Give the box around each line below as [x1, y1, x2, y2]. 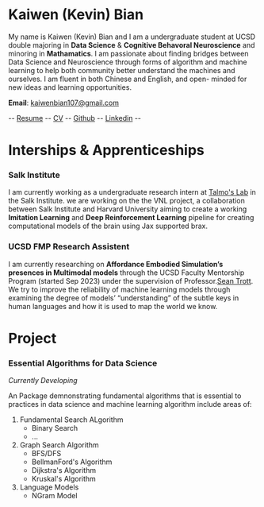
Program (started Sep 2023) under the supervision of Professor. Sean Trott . [8, 276, 254, 285]
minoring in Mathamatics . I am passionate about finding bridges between [8, 48, 249, 58]
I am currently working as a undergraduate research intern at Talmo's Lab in [8, 188, 256, 197]
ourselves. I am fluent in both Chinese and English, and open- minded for [8, 74, 247, 83]
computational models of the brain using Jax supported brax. [8, 221, 209, 231]
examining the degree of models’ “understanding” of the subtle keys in [8, 292, 239, 303]
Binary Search [31, 424, 78, 433]
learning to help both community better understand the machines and [8, 65, 235, 75]
